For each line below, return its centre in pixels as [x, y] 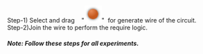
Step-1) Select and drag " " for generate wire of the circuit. [102, 20]
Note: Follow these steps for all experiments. [73, 43]
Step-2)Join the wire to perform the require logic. [77, 27]
